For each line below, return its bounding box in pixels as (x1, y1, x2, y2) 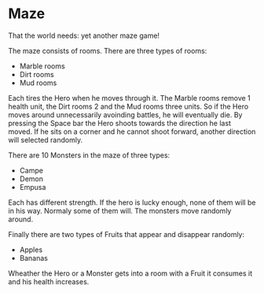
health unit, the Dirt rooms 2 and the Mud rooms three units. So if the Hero (8, 102, 249, 111)
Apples (19, 245, 43, 254)
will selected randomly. (8, 135, 83, 144)
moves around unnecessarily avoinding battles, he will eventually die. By (8, 109, 243, 119)
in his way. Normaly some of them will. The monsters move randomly (8, 206, 232, 215)
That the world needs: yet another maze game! (8, 31, 159, 40)
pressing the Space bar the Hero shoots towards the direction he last (8, 118, 232, 128)
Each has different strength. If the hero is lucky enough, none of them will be (8, 198, 256, 207)
